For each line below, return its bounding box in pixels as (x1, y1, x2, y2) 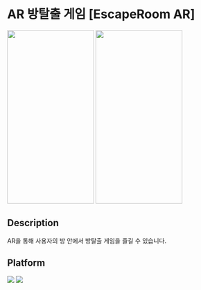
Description (7, 217, 59, 229)
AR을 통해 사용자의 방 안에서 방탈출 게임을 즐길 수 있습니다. (7, 237, 167, 245)
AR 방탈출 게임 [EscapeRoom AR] (7, 6, 195, 22)
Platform (7, 257, 46, 269)
